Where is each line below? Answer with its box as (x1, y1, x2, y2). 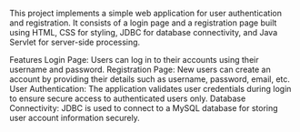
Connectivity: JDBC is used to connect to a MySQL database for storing (9, 103, 279, 113)
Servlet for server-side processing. (9, 36, 141, 47)
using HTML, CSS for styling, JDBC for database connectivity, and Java (9, 27, 278, 37)
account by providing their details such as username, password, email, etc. (9, 74, 291, 85)
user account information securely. (9, 113, 141, 123)
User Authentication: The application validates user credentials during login (9, 84, 292, 94)
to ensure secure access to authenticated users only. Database (9, 93, 246, 104)
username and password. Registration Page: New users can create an (9, 64, 271, 75)
